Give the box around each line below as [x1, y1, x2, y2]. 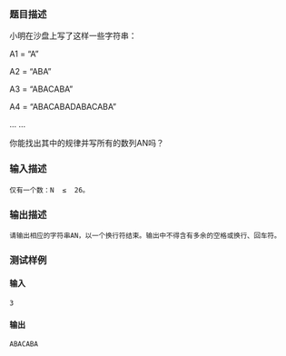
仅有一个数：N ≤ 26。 [9, 185, 90, 194]
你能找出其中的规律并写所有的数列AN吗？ [9, 138, 165, 149]
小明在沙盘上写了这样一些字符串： [9, 30, 137, 42]
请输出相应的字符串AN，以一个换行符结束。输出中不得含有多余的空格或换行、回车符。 [9, 231, 281, 240]
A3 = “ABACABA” [9, 84, 74, 94]
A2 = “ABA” [9, 66, 52, 77]
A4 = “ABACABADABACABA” [9, 102, 116, 113]
